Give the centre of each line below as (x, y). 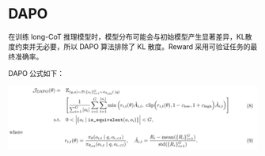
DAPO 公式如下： (36, 73)
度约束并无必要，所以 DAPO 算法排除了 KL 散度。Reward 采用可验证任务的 (129, 46)
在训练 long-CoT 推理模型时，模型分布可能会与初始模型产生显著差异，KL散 (130, 36)
